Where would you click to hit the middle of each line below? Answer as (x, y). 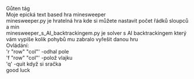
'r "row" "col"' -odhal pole (38, 51)
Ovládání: (18, 45)
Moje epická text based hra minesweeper (56, 15)
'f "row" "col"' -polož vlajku (39, 58)
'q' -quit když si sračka (34, 64)
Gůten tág (18, 8)
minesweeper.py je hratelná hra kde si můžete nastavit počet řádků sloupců (97, 21)
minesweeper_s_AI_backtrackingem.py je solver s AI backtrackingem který (96, 33)
